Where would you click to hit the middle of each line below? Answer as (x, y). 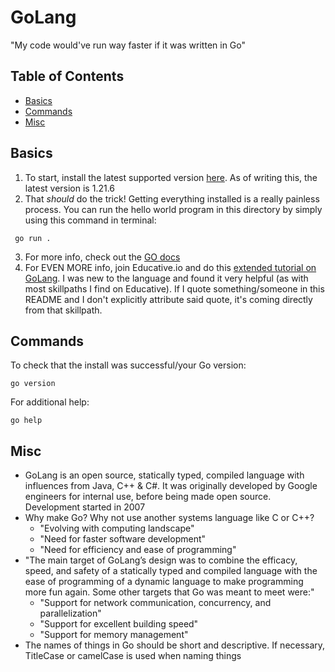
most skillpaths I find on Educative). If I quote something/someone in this (174, 288)
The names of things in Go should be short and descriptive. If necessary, (175, 645)
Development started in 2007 (85, 507)
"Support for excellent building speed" (119, 624)
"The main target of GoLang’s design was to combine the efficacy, (161, 560)
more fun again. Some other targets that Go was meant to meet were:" (169, 592)
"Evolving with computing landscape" (117, 528)
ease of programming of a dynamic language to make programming (164, 582)
